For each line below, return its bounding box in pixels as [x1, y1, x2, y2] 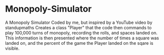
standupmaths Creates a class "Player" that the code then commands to [5, 24, 152, 30]
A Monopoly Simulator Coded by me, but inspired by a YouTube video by [5, 19, 153, 25]
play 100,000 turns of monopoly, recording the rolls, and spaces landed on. [5, 30, 158, 36]
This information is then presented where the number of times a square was [5, 35, 159, 41]
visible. [5, 45, 20, 51]
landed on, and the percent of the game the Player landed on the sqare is [5, 40, 154, 46]
